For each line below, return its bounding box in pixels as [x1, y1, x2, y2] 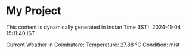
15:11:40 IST [6, 29, 35, 36]
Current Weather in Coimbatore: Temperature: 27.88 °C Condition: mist [6, 41, 180, 48]
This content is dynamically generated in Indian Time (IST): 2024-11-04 [6, 23, 181, 31]
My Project [6, 4, 61, 18]
